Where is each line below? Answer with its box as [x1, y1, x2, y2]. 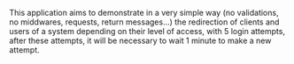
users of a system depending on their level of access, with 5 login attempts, [9, 26, 286, 36]
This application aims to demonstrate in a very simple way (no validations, [9, 8, 279, 18]
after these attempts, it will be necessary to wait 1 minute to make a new [9, 35, 272, 46]
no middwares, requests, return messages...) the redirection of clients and [9, 17, 280, 27]
